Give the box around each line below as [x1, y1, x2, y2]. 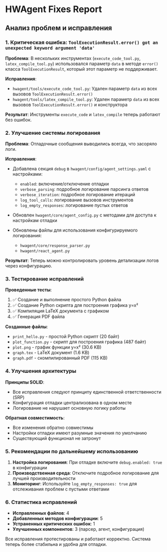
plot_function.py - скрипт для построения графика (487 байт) [12, 339, 146, 345]
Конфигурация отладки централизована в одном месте [12, 400, 132, 406]
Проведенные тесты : [5, 287, 52, 293]
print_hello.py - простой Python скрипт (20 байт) [12, 334, 120, 340]
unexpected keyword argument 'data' [5, 45, 95, 51]
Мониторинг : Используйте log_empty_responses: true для [12, 481, 137, 487]
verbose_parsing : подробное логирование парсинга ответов [20, 186, 149, 192]
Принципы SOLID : [5, 379, 44, 385]
